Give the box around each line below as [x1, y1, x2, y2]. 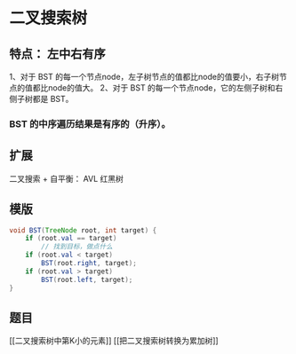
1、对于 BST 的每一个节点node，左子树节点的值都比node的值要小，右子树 [9, 72, 280, 82]
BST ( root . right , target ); [41, 259, 138, 268]
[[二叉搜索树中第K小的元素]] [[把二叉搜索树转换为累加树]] [9, 335, 220, 346]
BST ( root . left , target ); [41, 275, 133, 284]
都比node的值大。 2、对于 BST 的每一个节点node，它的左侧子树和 [32, 83, 276, 93]
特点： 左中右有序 [9, 46, 106, 61]
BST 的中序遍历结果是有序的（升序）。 [9, 117, 171, 130]
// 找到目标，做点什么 [41, 242, 113, 251]
